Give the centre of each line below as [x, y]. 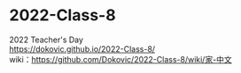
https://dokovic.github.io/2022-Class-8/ [82, 48]
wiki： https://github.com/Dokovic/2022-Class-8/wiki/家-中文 [120, 59]
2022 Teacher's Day [47, 40]
